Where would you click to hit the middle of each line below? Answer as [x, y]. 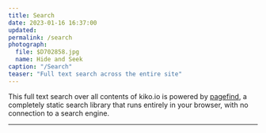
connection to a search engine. [59, 113]
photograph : [28, 45]
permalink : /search [40, 37]
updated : [23, 30]
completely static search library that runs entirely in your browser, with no [128, 105]
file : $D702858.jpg [47, 52]
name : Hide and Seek [49, 60]
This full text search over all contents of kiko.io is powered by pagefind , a [128, 96]
